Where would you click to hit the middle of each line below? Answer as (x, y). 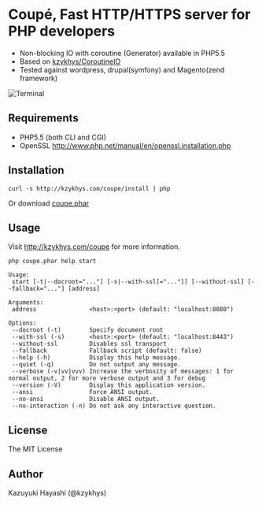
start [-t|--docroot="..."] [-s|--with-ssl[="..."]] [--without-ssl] (128, 282)
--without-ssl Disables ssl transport (89, 344)
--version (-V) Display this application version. (109, 385)
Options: (22, 323)
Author (26, 474)
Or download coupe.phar (49, 203)
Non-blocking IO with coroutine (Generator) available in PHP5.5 (122, 53)
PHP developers (62, 31)
